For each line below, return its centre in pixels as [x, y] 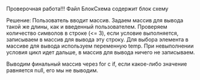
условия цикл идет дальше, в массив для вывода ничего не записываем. [101, 52]
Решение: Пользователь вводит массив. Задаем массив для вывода [95, 20]
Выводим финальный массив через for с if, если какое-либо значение [97, 64]
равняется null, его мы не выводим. [52, 70]
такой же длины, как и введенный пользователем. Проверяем [87, 27]
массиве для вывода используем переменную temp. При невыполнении [100, 46]
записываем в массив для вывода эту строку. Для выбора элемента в [97, 39]
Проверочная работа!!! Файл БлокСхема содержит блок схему [87, 9]
